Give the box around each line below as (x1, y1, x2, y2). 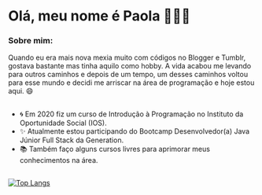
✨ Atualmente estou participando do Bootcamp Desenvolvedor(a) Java (19, 126, 250, 136)
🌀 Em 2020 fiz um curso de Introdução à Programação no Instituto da (19, 109, 244, 119)
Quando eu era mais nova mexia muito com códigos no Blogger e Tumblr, (8, 53, 246, 62)
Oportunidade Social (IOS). (19, 118, 108, 127)
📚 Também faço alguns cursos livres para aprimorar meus (19, 144, 211, 153)
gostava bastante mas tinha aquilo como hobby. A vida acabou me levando (8, 61, 252, 71)
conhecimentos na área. (19, 155, 98, 164)
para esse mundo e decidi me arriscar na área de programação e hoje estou (8, 78, 255, 87)
